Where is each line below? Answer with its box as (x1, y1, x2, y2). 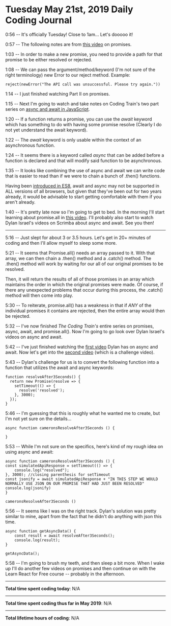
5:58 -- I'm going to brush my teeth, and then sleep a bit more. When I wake (5, 560, 164, 566)
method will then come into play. (5, 292, 74, 298)
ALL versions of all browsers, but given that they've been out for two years (5, 188, 162, 194)
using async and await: (5, 449, 54, 455)
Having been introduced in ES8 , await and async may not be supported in (5, 182, 159, 189)
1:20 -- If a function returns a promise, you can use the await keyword (5, 116, 152, 122)
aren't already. (5, 199, 36, 205)
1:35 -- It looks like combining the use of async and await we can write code (5, 167, 165, 173)
